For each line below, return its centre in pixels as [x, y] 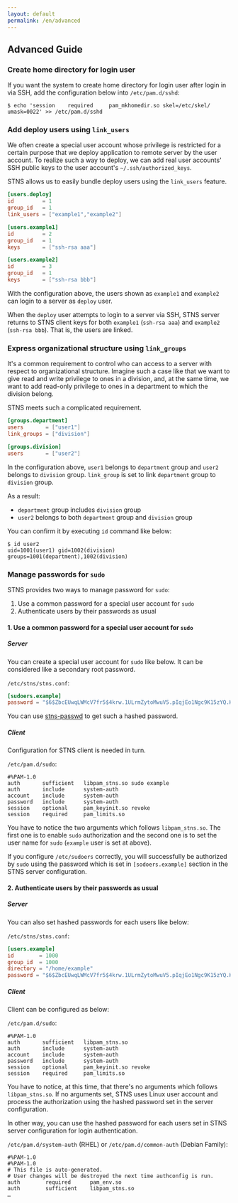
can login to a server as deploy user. [60, 301]
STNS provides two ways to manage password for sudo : [89, 589]
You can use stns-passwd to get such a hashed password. [93, 716]
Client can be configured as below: [58, 1010]
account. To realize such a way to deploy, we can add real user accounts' [114, 160]
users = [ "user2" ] [44, 453]
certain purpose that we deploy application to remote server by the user [112, 153]
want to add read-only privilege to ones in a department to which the [108, 386]
